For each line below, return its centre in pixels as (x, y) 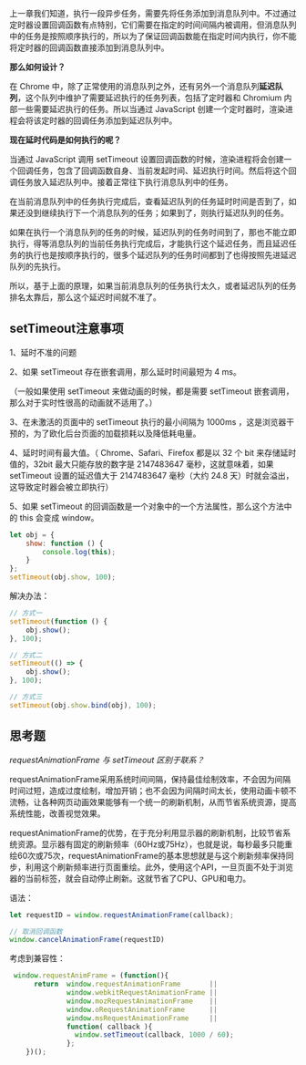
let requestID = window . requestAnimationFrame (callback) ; (122, 915)
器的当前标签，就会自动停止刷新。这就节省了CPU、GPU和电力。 (130, 878)
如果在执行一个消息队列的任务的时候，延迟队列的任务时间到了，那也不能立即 (153, 232)
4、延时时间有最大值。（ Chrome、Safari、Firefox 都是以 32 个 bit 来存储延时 (153, 452)
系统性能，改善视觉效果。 (57, 813)
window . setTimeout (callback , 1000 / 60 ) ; (154, 1035)
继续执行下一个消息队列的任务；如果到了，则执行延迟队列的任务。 (164, 213)
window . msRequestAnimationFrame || (143, 1018)
